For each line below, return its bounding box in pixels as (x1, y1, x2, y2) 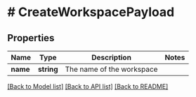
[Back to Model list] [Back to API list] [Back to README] (7, 82, 169, 91)
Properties (7, 32, 55, 44)
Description (91, 53, 132, 62)
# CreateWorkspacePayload (7, 4, 175, 20)
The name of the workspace (65, 64, 158, 74)
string (37, 64, 58, 74)
